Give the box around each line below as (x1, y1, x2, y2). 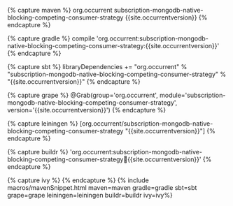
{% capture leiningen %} (7, 119, 78, 128)
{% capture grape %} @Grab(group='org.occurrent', (7, 91, 159, 99)
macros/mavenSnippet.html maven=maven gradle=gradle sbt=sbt (7, 184, 197, 191)
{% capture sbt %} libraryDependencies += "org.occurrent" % (7, 63, 188, 71)
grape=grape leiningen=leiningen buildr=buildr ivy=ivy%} (7, 191, 173, 199)
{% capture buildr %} (7, 148, 69, 156)
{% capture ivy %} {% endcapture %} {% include (7, 176, 149, 184)
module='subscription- (160, 91, 226, 99)
